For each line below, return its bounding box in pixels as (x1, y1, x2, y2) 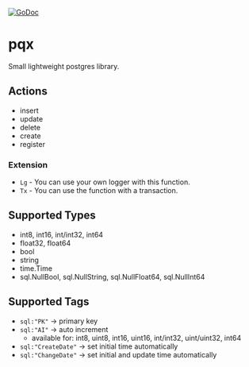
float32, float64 (19, 238, 71, 248)
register (19, 139, 46, 149)
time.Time (19, 263, 53, 273)
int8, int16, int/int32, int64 (19, 230, 104, 239)
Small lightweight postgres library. (8, 61, 120, 71)
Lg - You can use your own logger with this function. (19, 177, 190, 187)
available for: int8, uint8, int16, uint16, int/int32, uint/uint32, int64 (31, 333, 242, 342)
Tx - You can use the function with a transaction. (19, 186, 178, 195)
